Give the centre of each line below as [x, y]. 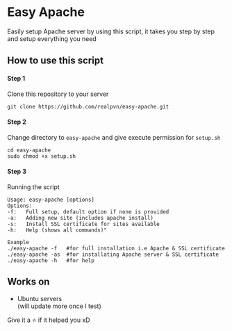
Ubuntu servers [40, 298]
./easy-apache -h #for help [51, 260]
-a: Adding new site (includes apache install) [81, 218]
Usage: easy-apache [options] [51, 200]
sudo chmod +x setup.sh [42, 156]
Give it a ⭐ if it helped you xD [49, 320]
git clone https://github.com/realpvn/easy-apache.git [88, 106]
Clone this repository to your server [58, 94]
